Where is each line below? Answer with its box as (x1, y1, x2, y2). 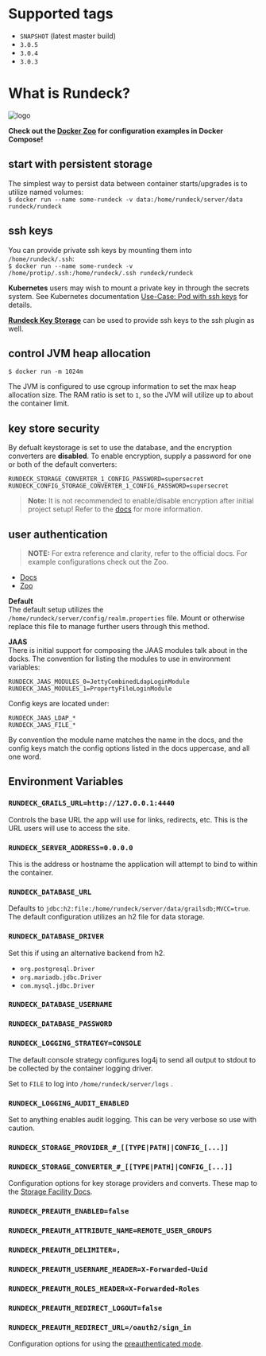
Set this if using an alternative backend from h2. (8, 948, 165, 958)
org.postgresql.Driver (19, 965, 95, 973)
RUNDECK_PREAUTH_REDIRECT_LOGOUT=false (8, 1304, 163, 1312)
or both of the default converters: (8, 460, 118, 469)
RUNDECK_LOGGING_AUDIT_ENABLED (8, 1098, 129, 1108)
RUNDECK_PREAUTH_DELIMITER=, (8, 1245, 121, 1254)
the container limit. (8, 398, 70, 408)
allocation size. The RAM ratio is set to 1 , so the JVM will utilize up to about (8, 390, 254, 400)
